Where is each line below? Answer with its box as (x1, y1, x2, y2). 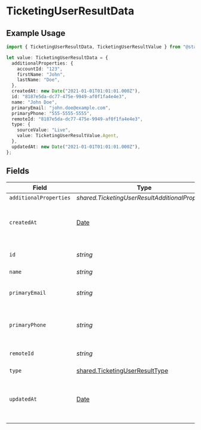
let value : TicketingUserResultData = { (6, 54, 109, 60)
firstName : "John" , (17, 71, 66, 77)
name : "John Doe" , (11, 99, 58, 105)
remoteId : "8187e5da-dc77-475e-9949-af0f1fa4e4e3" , (11, 116, 144, 122)
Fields (6, 166, 30, 176)
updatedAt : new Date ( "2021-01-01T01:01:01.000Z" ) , (11, 144, 141, 150)
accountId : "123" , (17, 66, 63, 72)
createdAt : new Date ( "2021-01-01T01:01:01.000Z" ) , (11, 88, 141, 94)
